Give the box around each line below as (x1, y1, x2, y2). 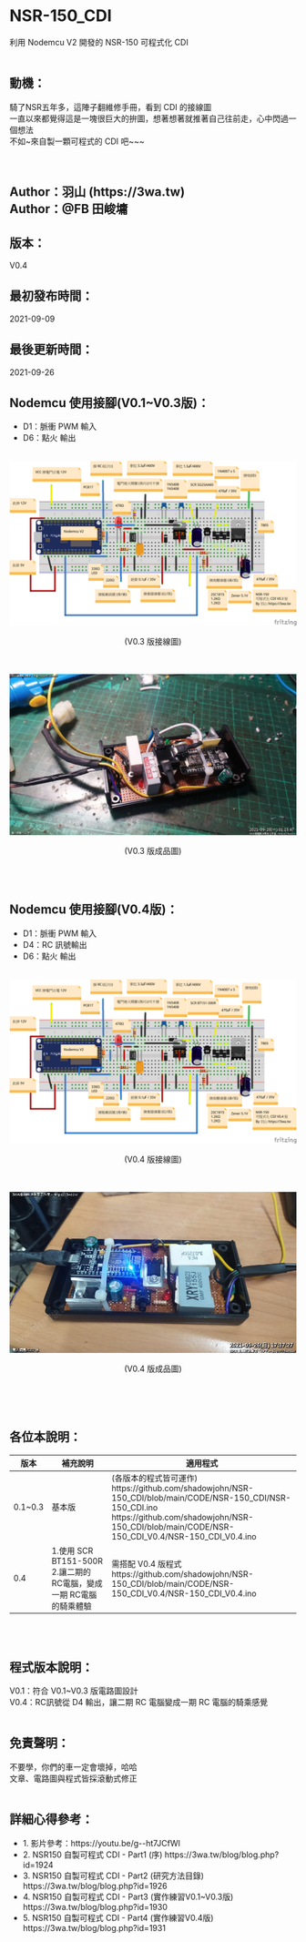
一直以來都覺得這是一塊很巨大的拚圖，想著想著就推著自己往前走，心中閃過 (9, 113, 289, 124)
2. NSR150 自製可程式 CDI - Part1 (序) (22, 1849, 163, 1860)
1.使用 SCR (51, 1545, 94, 1556)
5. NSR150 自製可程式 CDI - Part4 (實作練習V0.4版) (22, 1912, 214, 1923)
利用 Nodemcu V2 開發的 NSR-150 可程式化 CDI (9, 36, 189, 47)
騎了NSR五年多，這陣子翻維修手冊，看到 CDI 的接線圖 (9, 101, 212, 112)
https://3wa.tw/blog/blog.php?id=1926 (22, 1880, 168, 1891)
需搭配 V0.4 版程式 (111, 1558, 182, 1569)
